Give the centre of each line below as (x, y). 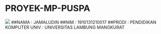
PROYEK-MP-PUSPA (48, 8)
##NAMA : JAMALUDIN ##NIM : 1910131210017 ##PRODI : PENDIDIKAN (84, 22)
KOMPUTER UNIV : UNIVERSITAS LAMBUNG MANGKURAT (65, 27)
